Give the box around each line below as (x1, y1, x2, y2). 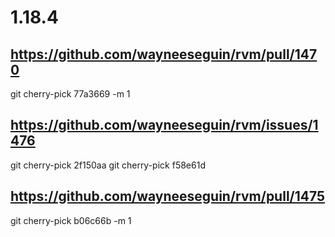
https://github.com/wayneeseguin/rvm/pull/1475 (10, 188, 326, 205)
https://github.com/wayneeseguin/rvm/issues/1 (10, 117, 319, 134)
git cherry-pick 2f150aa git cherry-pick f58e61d (10, 159, 206, 171)
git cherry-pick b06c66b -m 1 (10, 214, 132, 226)
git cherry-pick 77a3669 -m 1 (10, 88, 131, 100)
